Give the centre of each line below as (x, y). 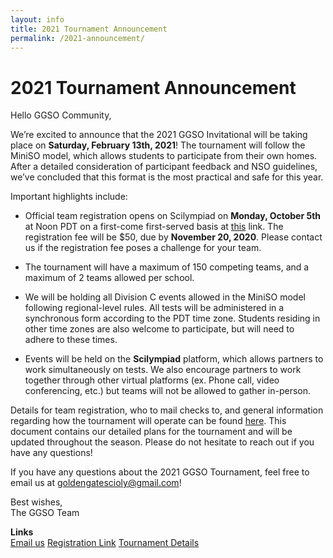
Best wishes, (36, 502)
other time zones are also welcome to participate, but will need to (159, 329)
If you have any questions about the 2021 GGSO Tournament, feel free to (160, 472)
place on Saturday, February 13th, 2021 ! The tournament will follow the (158, 145)
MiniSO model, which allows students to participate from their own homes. (164, 156)
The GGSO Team (45, 513)
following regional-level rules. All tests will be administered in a (154, 308)
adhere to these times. (71, 340)
